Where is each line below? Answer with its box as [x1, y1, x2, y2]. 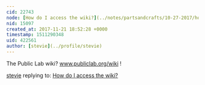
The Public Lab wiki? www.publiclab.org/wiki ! [6, 59, 122, 67]
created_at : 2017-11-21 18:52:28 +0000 [6, 26, 108, 32]
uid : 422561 [6, 37, 37, 43]
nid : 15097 [6, 20, 34, 26]
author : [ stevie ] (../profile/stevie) [6, 43, 103, 50]
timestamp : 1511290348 [6, 32, 64, 38]
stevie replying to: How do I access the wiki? [6, 72, 118, 79]
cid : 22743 [6, 9, 34, 15]
